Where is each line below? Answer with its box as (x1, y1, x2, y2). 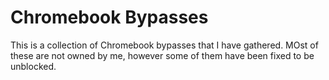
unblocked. (10, 60, 57, 72)
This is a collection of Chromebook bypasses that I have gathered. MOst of (10, 39, 319, 51)
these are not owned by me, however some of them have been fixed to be (10, 49, 315, 61)
